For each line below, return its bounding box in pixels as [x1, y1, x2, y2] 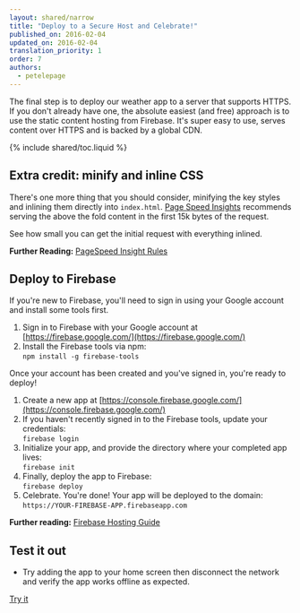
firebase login [21, 435, 80, 444]
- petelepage [17, 72, 66, 81]
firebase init [21, 463, 75, 472]
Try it [9, 593, 29, 605]
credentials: [21, 423, 66, 435]
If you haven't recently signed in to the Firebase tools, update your [21, 414, 268, 425]
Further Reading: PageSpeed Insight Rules [9, 246, 168, 256]
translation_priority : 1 [9, 47, 102, 56]
